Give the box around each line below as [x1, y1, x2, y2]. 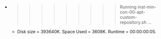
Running [119, 4, 137, 10]
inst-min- [137, 4, 157, 10]
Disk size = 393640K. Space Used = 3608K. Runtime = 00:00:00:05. [17, 29, 157, 34]
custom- [119, 14, 137, 20]
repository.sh [119, 19, 147, 25]
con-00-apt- [119, 9, 146, 15]
